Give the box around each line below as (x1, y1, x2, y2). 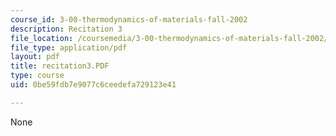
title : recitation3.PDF (10, 61, 110, 71)
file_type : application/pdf (10, 42, 128, 53)
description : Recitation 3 (10, 24, 123, 34)
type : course (10, 71, 65, 81)
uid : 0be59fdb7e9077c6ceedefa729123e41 (10, 80, 177, 90)
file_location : (10, 33, 74, 43)
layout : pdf (10, 52, 60, 62)
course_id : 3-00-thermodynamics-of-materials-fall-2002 (10, 14, 248, 25)
